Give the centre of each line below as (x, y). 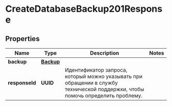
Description (104, 53)
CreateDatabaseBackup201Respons (84, 9)
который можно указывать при (103, 76)
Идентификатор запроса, (96, 70)
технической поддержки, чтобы (104, 89)
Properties (23, 39)
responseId (22, 83)
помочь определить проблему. (104, 96)
